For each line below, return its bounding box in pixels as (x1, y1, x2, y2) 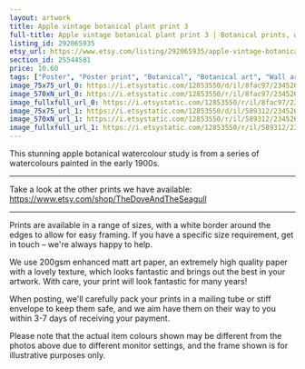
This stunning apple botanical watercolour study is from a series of (9, 148, 261, 159)
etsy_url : (9, 47, 47, 56)
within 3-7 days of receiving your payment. (9, 313, 171, 324)
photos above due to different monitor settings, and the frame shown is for (9, 340, 289, 351)
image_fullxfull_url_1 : (9, 124, 100, 133)
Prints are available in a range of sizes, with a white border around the (9, 220, 271, 230)
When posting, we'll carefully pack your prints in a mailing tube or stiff (9, 294, 271, 304)
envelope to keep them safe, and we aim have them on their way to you (9, 304, 277, 314)
